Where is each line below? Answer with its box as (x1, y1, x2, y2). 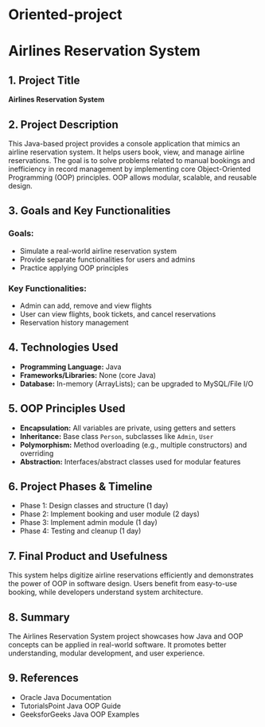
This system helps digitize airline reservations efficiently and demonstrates (8, 570, 254, 580)
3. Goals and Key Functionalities (8, 204, 171, 218)
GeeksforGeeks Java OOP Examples (19, 710, 140, 719)
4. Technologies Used (8, 340, 119, 355)
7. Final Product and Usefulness (8, 549, 169, 562)
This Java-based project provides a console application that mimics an (8, 139, 240, 148)
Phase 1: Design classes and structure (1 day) (19, 501, 169, 511)
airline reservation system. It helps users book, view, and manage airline (8, 147, 245, 157)
